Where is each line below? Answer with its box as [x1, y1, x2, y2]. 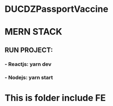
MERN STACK [4, 26, 63, 38]
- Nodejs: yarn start [4, 74, 53, 81]
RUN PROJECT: [4, 46, 53, 54]
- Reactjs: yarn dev [4, 60, 52, 67]
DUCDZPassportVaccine [4, 3, 109, 15]
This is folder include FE [4, 92, 106, 104]
